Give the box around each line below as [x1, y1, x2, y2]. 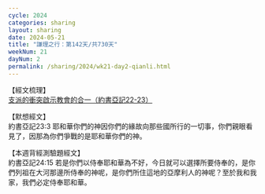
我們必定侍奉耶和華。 [21, 178, 91, 187]
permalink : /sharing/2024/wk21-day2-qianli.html [8, 63, 171, 71]
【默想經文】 [8, 112, 50, 121]
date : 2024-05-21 [8, 33, 65, 42]
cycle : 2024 [8, 11, 47, 20]
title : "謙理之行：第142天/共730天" [8, 41, 118, 49]
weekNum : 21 [8, 48, 47, 56]
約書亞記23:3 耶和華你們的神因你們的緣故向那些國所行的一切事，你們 [8, 121, 233, 130]
